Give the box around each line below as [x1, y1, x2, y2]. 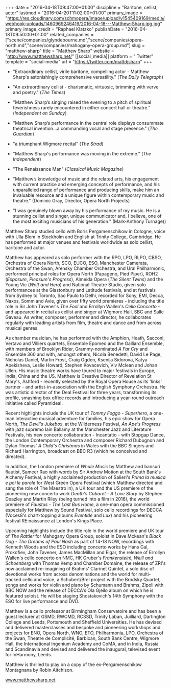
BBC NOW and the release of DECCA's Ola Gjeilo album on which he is [5, 587, 154, 593]
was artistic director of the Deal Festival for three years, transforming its [5, 389, 157, 395]
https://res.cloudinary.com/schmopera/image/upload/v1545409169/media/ [7, 15, 165, 21]
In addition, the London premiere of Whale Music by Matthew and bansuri [5, 464, 160, 469]
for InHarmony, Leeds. [5, 652, 53, 657]
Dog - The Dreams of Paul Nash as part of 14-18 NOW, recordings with [5, 539, 155, 544]
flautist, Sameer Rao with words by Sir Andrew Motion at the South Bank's [5, 469, 161, 475]
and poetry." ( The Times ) [12, 89, 65, 95]
